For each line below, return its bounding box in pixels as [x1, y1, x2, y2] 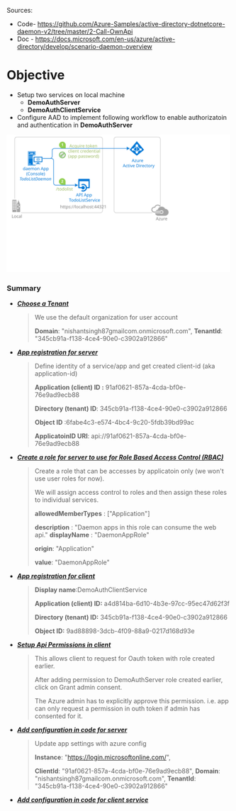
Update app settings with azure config [34, 739, 147, 748]
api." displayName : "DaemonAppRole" [34, 531, 150, 539]
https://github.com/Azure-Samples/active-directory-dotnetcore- [37, 20, 225, 28]
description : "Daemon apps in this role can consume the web [34, 523, 217, 532]
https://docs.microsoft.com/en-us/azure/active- [35, 35, 176, 43]
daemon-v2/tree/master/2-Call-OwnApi [16, 28, 133, 35]
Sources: [6, 6, 33, 14]
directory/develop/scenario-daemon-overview [16, 43, 153, 50]
